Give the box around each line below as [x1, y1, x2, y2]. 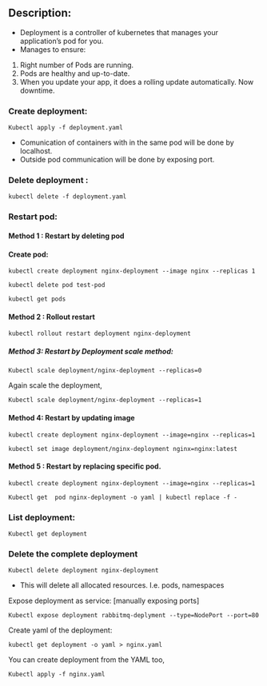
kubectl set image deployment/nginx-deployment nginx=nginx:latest [8, 445, 238, 453]
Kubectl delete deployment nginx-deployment [8, 567, 159, 575]
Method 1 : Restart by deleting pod [8, 231, 125, 241]
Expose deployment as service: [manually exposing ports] [8, 596, 200, 606]
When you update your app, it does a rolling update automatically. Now [19, 77, 254, 86]
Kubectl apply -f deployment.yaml [8, 124, 124, 132]
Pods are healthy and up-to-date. [19, 68, 130, 78]
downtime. [19, 86, 55, 95]
